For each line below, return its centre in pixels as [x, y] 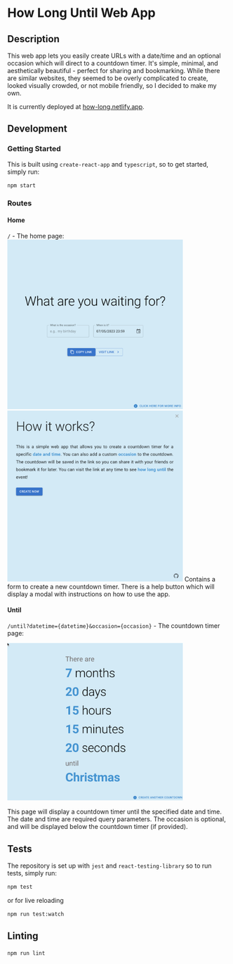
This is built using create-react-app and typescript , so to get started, [108, 164]
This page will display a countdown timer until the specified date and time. [115, 812]
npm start [22, 185]
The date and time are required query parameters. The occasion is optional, [116, 819]
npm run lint [26, 953]
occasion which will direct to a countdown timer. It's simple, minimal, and [113, 63]
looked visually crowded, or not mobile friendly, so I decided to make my [112, 85]
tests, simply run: [32, 873]
